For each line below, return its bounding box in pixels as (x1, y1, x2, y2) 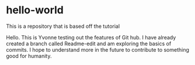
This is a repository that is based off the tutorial (6, 23, 120, 30)
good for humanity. (6, 52, 52, 59)
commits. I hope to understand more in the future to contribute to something (6, 46, 190, 53)
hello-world (6, 3, 64, 17)
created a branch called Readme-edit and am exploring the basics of (6, 40, 172, 47)
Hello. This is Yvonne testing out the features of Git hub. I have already (6, 34, 176, 41)
